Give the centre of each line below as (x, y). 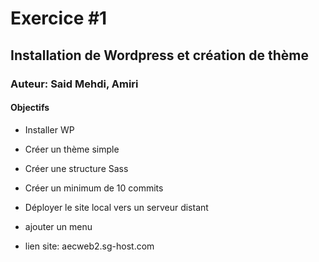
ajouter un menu (58, 226)
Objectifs (30, 108)
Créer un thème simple (72, 149)
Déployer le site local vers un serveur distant (116, 207)
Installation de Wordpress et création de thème (160, 55)
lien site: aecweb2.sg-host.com (89, 246)
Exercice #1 (59, 18)
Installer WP (49, 129)
